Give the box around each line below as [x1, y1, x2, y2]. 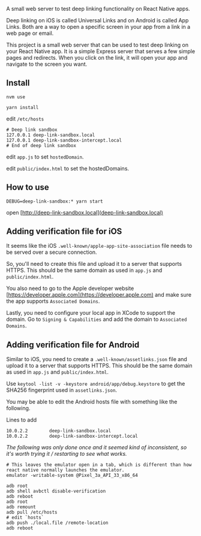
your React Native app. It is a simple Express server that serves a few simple [6, 48, 196, 55]
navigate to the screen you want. [6, 60, 88, 68]
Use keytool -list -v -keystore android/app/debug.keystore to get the [6, 380, 185, 388]
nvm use [6, 93, 26, 100]
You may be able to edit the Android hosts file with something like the [6, 398, 178, 406]
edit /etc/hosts [6, 115, 44, 122]
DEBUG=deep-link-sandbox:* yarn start [6, 198, 103, 204]
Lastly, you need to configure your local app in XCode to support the [6, 309, 176, 317]
